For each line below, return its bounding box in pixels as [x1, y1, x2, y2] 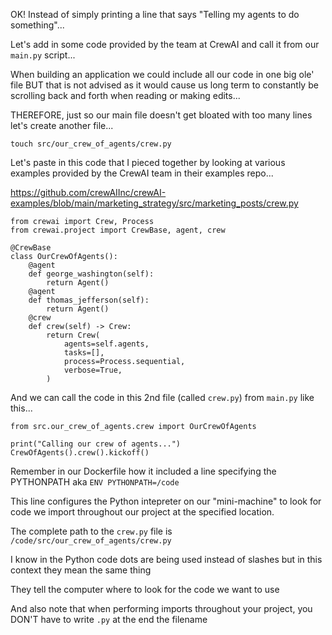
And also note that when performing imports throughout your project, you [10, 603, 313, 614]
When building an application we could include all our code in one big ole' [10, 69, 315, 80]
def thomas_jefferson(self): [28, 295, 150, 305]
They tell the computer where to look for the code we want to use [10, 584, 280, 595]
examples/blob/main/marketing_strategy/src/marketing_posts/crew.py [10, 197, 299, 209]
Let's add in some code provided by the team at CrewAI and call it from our [10, 39, 320, 50]
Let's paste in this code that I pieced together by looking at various [10, 157, 286, 168]
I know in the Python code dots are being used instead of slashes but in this [10, 554, 323, 565]
